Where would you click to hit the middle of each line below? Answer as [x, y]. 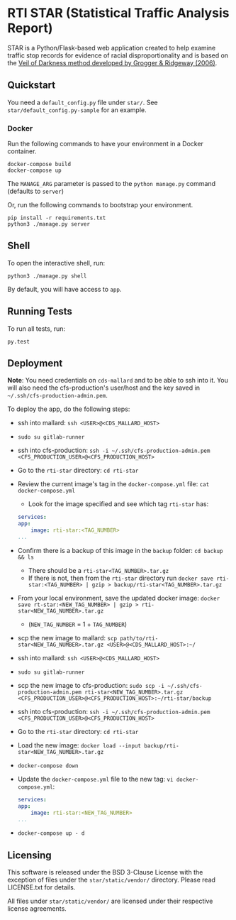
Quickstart [32, 86]
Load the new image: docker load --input [79, 745]
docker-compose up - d [51, 833]
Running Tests [40, 311]
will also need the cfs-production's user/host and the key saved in [104, 388]
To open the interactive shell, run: [56, 263]
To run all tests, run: [36, 329]
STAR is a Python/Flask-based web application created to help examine [112, 48]
